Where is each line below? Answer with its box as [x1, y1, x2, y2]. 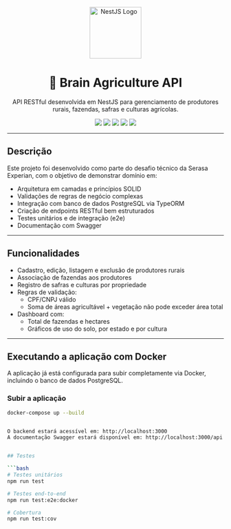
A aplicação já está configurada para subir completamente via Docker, [7, 369, 206, 377]
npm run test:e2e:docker [7, 497, 78, 504]
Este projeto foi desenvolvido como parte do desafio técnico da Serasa [7, 164, 208, 172]
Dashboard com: [16, 310, 65, 318]
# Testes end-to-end [7, 490, 67, 497]
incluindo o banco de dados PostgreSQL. [7, 376, 124, 385]
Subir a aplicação [7, 393, 67, 403]
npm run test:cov [7, 515, 57, 523]
